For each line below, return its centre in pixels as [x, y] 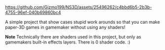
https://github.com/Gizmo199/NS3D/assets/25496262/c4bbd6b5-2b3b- [79, 7]
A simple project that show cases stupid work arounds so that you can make [82, 22]
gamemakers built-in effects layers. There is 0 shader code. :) [68, 42]
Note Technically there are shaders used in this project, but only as [73, 37]
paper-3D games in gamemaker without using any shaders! [65, 27]
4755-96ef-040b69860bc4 [33, 12]
